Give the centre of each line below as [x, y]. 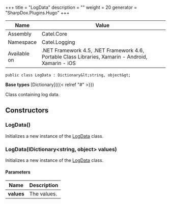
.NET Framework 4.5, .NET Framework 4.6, [93, 50]
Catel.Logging [58, 42]
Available [19, 54]
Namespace [22, 42]
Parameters [18, 172]
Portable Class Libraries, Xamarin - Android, [94, 57]
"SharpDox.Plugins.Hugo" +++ [37, 13]
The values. [43, 194]
